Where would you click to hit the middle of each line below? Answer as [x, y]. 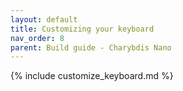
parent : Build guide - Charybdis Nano [91, 47]
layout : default [44, 19]
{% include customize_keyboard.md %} [92, 76]
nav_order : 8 [37, 38]
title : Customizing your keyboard [82, 29]
